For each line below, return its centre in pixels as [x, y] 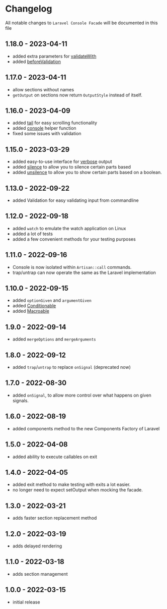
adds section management [40, 574]
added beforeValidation [37, 62]
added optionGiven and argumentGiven [52, 300]
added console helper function [44, 128]
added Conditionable [34, 306]
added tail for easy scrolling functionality [55, 123]
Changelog [29, 9]
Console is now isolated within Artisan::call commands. [72, 267]
